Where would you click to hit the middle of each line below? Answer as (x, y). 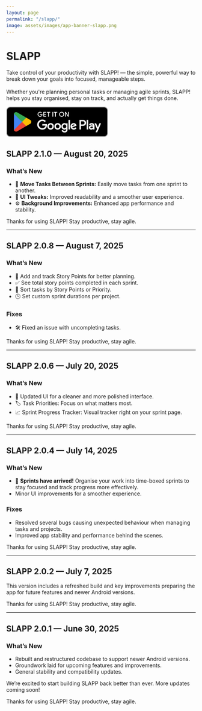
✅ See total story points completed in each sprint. (76, 283)
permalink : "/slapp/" (33, 19)
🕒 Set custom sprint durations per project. (68, 296)
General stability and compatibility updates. (69, 672)
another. (25, 190)
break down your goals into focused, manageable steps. (76, 79)
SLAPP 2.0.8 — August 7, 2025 (65, 246)
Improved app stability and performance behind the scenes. (89, 535)
